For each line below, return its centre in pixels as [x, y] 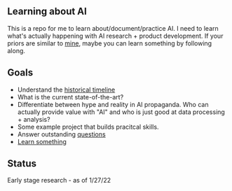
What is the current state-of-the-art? [70, 97]
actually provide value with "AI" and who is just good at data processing [121, 112]
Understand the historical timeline [66, 90]
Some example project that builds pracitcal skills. [88, 127]
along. [16, 50]
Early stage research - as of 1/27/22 [59, 181]
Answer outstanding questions [62, 134]
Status [22, 164]
